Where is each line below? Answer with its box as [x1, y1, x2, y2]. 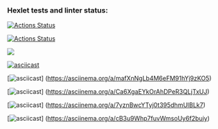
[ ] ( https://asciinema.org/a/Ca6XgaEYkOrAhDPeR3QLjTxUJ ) [7, 88, 210, 96]
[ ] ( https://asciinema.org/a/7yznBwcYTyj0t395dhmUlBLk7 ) [7, 101, 206, 109]
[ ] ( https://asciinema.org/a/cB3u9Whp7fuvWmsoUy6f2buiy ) [7, 115, 210, 123]
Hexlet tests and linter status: [7, 6, 108, 15]
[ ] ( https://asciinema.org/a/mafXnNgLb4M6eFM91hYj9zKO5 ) [7, 75, 212, 83]
